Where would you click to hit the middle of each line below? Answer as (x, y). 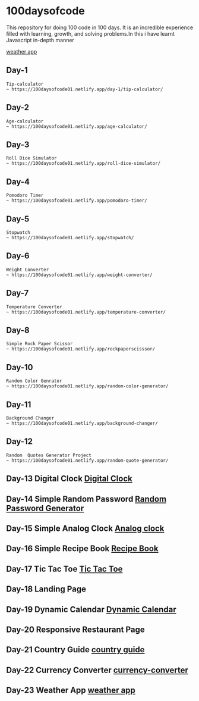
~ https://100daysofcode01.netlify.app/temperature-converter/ (86, 312)
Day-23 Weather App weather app (71, 691)
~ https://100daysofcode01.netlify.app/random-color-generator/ (87, 386)
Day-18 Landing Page (46, 589)
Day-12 (19, 442)
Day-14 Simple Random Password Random (86, 499)
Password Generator (45, 508)
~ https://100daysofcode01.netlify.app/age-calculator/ (77, 126)
